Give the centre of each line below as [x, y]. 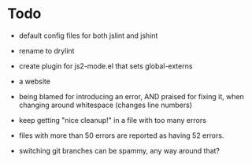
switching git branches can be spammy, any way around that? [119, 150]
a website [34, 81]
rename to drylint [46, 50]
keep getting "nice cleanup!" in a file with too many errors [112, 120]
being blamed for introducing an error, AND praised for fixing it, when [132, 96]
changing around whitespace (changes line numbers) [106, 105]
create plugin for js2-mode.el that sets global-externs [106, 66]
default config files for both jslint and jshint [88, 35]
